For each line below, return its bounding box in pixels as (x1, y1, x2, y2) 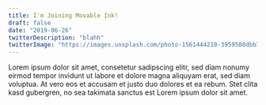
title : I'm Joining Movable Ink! (8, 11, 119, 20)
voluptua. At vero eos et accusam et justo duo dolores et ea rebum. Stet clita (8, 80, 258, 89)
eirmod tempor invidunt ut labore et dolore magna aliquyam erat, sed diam (8, 71, 251, 81)
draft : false (8, 19, 51, 27)
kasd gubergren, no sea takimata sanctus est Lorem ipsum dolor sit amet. (8, 88, 248, 97)
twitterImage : (8, 41, 55, 49)
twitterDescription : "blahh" (8, 33, 104, 42)
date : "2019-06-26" (8, 26, 73, 34)
